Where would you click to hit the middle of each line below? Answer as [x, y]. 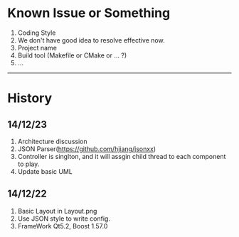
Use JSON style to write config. [64, 219]
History [30, 98]
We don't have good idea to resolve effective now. [91, 40]
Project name [37, 48]
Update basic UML [45, 171]
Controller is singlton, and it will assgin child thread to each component [122, 156]
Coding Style [37, 33]
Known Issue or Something [89, 13]
